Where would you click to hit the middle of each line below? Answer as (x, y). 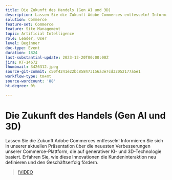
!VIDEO (25, 172)
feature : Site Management (33, 29)
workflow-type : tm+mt (28, 76)
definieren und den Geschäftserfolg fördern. (52, 162)
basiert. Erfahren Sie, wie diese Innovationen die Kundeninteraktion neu (81, 157)
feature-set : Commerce (29, 24)
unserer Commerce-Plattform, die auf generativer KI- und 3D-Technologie (83, 151)
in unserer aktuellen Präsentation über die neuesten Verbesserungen (78, 146)
